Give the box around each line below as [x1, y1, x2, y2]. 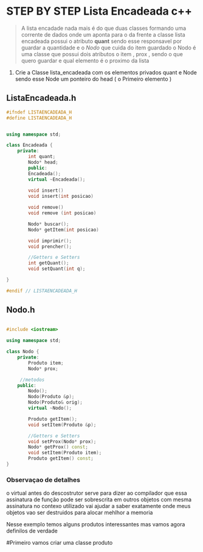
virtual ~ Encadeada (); [28, 176, 86, 183]
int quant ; [28, 154, 56, 160]
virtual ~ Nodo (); [28, 405, 72, 412]
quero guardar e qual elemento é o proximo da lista [21, 57, 150, 64]
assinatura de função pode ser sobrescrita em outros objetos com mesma [6, 496, 192, 503]
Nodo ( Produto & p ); [28, 394, 75, 400]
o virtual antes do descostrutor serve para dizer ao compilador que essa [6, 490, 187, 497]
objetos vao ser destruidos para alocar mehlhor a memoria [6, 509, 153, 517]
